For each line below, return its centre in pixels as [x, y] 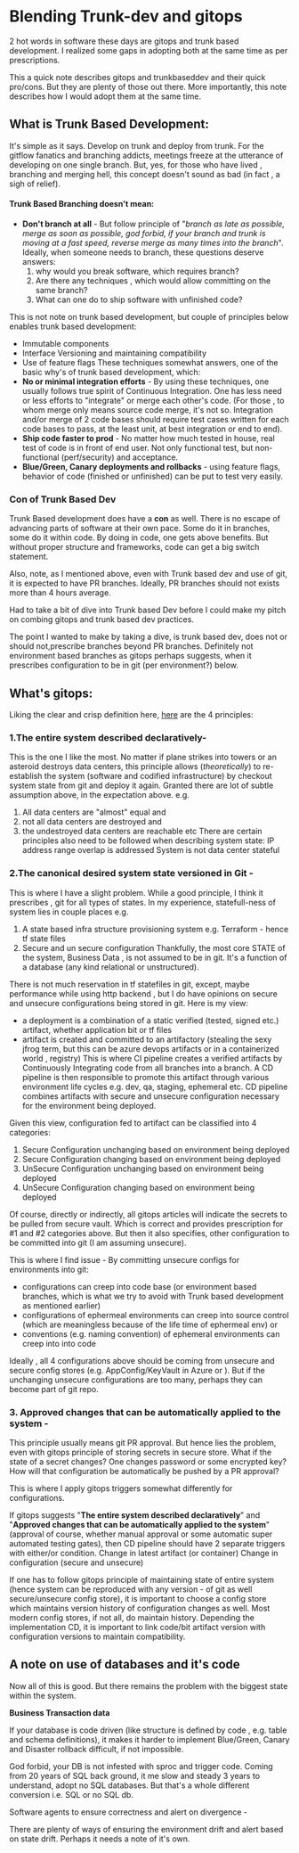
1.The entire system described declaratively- [108, 737]
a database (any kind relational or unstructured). [111, 967]
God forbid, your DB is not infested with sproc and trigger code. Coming [141, 1766]
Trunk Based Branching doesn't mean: [82, 204]
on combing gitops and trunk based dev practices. [101, 619]
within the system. [43, 1695]
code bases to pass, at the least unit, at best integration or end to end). [152, 429]
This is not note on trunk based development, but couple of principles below [149, 316]
